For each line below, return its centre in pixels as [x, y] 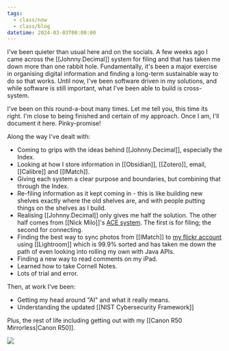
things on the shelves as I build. [62, 208]
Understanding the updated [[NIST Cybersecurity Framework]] [105, 307]
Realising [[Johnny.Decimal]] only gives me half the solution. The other [117, 216]
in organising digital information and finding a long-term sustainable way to [113, 74]
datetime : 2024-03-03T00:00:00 [52, 32]
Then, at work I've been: [41, 287]
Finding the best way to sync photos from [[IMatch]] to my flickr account [119, 237]
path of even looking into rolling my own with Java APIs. [96, 252]
